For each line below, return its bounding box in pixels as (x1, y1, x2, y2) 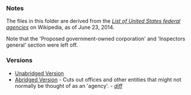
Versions (6, 56, 33, 64)
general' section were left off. (6, 41, 78, 48)
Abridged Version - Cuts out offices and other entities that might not (14, 76, 182, 83)
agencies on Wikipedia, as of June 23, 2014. (6, 24, 114, 31)
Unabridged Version (14, 70, 64, 77)
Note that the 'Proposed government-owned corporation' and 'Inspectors (6, 35, 186, 42)
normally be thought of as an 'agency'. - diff (14, 82, 123, 89)
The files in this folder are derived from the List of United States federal (6, 18, 181, 25)
